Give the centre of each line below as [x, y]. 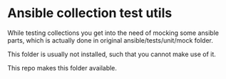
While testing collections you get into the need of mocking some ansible [113, 33]
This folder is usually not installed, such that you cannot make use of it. [112, 54]
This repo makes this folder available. [62, 68]
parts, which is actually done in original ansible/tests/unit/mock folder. [111, 40]
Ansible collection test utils [90, 13]
